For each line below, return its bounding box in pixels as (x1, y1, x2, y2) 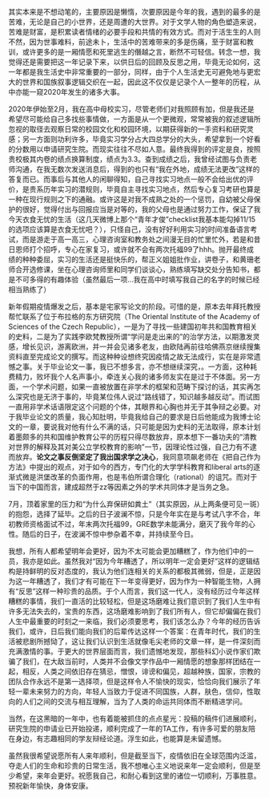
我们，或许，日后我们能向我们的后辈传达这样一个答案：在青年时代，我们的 (8, 626, 254, 636)
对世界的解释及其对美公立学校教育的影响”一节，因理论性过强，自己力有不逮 (8, 442, 258, 452)
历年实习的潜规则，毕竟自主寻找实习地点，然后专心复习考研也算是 (42, 184, 261, 194)
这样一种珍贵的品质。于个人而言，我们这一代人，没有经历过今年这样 (35, 586, 260, 596)
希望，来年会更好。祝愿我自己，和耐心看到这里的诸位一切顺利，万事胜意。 (14, 771, 261, 780)
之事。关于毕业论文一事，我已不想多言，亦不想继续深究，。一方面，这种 (14, 362, 251, 371)
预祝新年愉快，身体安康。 (8, 781, 93, 790)
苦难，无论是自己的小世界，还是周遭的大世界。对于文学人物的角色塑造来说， (8, 17, 261, 26)
